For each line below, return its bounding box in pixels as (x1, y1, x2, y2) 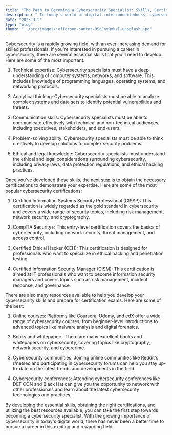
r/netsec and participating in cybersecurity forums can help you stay (12, 360, 158, 366)
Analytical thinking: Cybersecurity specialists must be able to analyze (12, 93, 160, 100)
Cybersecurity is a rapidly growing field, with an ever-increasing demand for (5, 41, 166, 47)
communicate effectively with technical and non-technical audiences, (12, 120, 160, 126)
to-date (12, 366, 29, 372)
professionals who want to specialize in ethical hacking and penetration (12, 250, 164, 257)
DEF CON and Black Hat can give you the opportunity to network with (12, 381, 160, 387)
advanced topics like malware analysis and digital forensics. (12, 324, 139, 330)
